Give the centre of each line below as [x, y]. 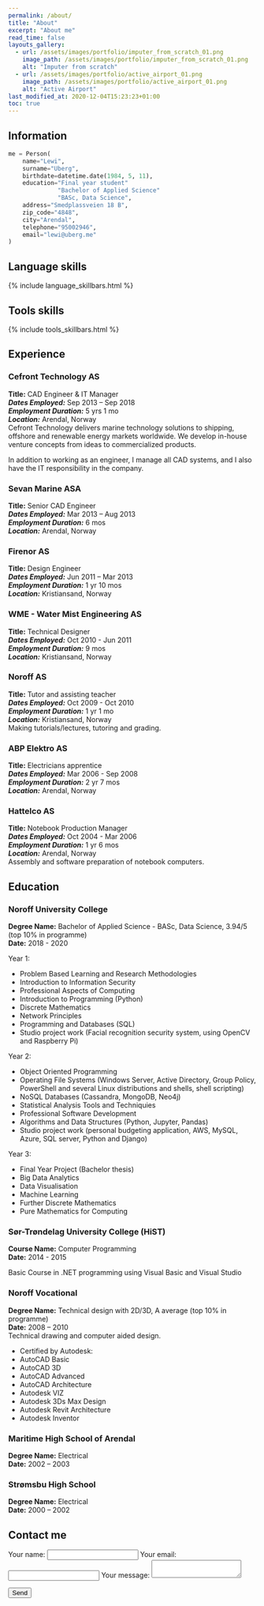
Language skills [48, 267]
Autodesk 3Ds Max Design [63, 1401]
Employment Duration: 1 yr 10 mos [65, 585]
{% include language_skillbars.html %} [71, 286]
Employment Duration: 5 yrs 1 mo [63, 411]
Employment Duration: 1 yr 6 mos [64, 845]
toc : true [24, 103]
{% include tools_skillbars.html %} [64, 329]
